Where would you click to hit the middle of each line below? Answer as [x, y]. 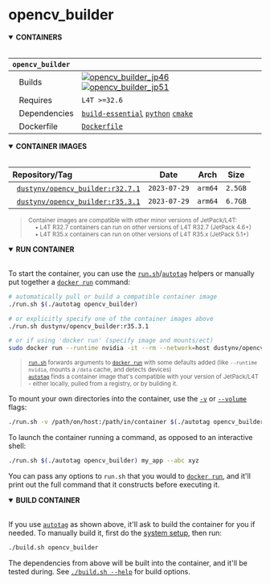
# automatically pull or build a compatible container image [113, 296]
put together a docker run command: [70, 282]
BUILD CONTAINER [48, 500]
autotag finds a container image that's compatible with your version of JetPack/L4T [143, 377]
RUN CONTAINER [45, 249]
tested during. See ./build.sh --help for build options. [100, 571]
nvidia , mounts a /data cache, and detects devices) [100, 370]
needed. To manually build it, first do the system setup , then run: [115, 533]
